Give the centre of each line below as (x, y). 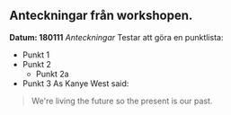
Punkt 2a (52, 74)
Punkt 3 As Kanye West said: (76, 83)
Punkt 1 (36, 55)
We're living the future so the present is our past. (122, 101)
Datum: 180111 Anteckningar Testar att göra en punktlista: (116, 37)
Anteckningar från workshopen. (101, 16)
